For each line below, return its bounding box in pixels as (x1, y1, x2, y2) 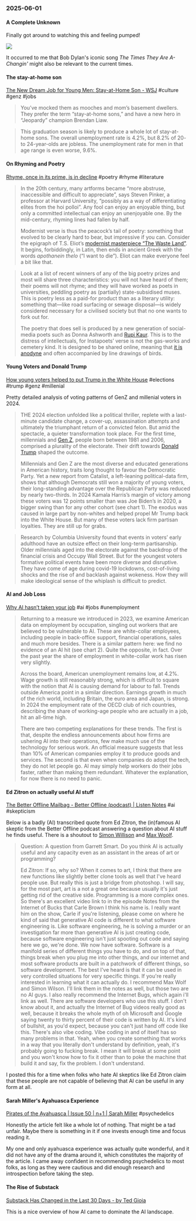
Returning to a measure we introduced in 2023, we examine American (20, 615, 189, 622)
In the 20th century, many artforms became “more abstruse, (20, 185, 166, 192)
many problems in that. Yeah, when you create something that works (20, 1035, 186, 1042)
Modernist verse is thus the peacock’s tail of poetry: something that (20, 227, 184, 234)
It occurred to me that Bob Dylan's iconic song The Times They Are (6, 54, 169, 61)
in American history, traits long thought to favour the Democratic (20, 466, 176, 473)
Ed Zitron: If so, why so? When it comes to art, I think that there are (20, 867, 182, 874)
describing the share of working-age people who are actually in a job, (20, 707, 188, 714)
